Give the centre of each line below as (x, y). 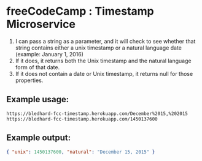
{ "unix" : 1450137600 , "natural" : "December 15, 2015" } (81, 152)
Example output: (39, 138)
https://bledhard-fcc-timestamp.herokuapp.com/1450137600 (82, 119)
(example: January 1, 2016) (49, 54)
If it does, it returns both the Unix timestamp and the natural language (103, 61)
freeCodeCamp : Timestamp (80, 11)
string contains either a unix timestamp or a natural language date (99, 48)
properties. (29, 80)
